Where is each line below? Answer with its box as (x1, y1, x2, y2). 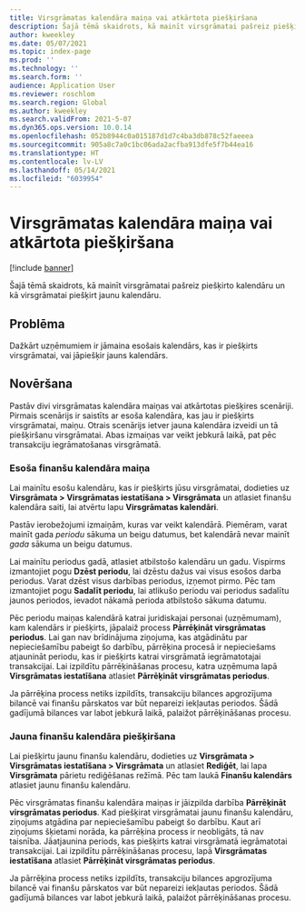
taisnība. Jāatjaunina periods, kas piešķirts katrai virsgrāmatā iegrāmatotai (9, 836, 288, 847)
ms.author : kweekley (9, 106, 88, 115)
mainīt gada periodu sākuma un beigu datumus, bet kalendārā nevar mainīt (9, 529, 290, 540)
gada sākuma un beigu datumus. (9, 538, 133, 550)
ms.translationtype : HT (9, 148, 100, 157)
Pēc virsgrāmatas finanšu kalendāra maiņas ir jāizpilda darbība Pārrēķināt (9, 797, 287, 808)
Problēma (9, 316, 65, 332)
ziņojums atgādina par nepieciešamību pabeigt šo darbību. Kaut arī (9, 817, 261, 827)
